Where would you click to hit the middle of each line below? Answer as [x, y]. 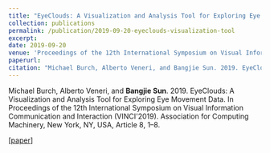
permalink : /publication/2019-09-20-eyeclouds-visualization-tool [122, 30]
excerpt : [23, 38]
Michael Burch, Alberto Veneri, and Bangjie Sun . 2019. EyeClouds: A [121, 91]
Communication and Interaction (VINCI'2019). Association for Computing [129, 116]
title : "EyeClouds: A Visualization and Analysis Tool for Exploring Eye [135, 16]
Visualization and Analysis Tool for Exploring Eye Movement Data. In [121, 99]
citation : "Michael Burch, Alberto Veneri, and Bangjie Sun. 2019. [124, 68]
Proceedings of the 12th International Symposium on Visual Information [126, 107]
